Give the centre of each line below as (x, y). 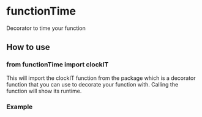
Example (20, 107)
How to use (28, 47)
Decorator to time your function (46, 28)
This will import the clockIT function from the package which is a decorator (101, 78)
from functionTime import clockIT (58, 65)
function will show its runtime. (44, 91)
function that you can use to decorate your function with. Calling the (92, 84)
